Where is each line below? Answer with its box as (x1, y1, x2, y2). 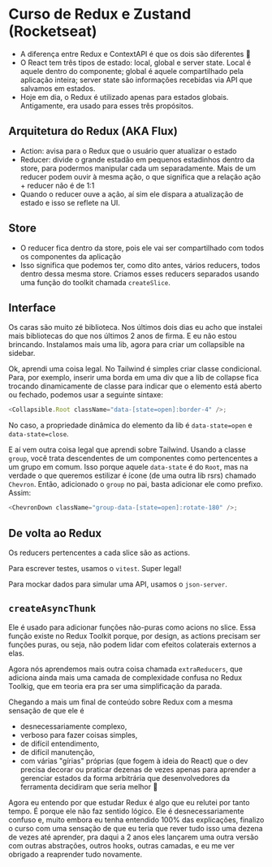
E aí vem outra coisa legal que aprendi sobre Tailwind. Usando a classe (8, 444, 246, 455)
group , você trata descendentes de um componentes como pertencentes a (8, 453, 258, 463)
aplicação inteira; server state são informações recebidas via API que (19, 75, 253, 85)
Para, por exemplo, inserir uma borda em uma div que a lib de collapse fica (8, 373, 259, 383)
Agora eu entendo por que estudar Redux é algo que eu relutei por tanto (8, 797, 250, 807)
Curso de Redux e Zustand (8, 5, 192, 24)
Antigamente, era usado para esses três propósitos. (19, 101, 194, 111)
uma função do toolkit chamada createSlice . (19, 277, 171, 287)
